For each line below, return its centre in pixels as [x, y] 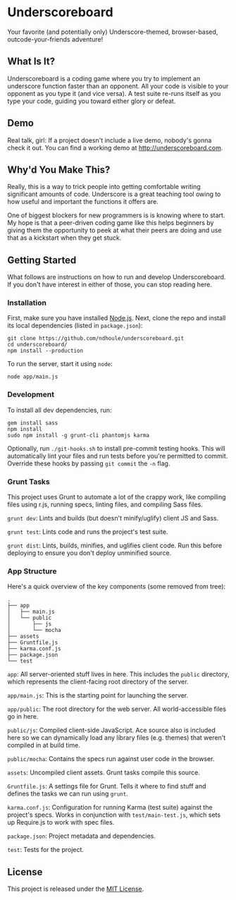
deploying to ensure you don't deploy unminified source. [89, 553]
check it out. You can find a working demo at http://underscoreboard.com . [115, 147]
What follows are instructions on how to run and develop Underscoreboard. [117, 277]
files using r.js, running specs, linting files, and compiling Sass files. [105, 504]
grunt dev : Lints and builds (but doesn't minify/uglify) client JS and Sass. [113, 518]
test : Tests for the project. [46, 850]
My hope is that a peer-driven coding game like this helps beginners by [111, 223]
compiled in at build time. [44, 746]
